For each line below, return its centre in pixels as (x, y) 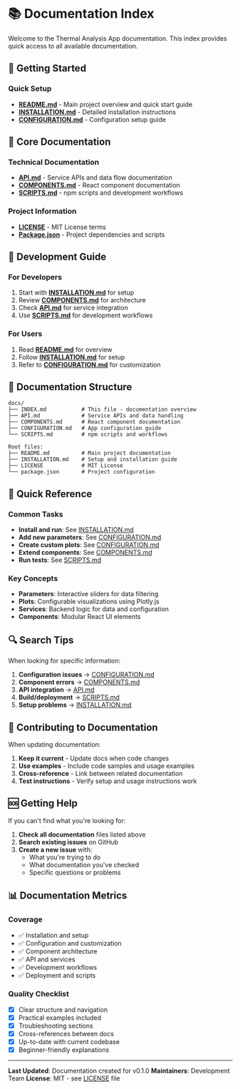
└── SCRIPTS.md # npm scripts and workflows (88, 435)
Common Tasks (36, 514)
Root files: (26, 447)
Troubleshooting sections (56, 1026)
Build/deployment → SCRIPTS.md (69, 697)
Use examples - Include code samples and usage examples (106, 766)
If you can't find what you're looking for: (67, 820)
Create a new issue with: (55, 849)
